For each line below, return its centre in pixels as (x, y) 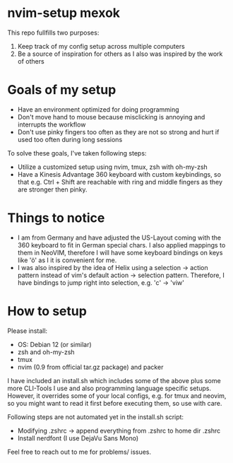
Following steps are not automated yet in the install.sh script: (96, 417)
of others (31, 61)
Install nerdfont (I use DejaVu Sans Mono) (78, 438)
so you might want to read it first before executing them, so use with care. (115, 403)
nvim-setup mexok (64, 13)
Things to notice (56, 218)
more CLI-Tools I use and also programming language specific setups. (109, 388)
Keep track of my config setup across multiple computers (101, 46)
